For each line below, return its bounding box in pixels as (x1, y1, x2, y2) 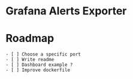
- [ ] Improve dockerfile (5, 67, 70, 73)
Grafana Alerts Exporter (5, 4, 127, 18)
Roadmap (5, 32, 55, 45)
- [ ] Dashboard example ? (5, 62, 73, 68)
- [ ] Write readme (5, 57, 55, 63)
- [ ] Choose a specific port (5, 51, 81, 57)
